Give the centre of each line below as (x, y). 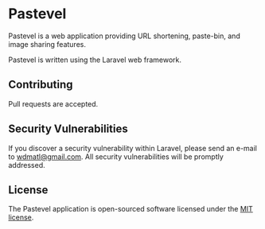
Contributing (41, 85)
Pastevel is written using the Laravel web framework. (95, 60)
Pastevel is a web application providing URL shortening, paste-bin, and (124, 36)
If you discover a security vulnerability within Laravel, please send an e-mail (132, 148)
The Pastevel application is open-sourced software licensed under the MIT (131, 209)
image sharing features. (47, 44)
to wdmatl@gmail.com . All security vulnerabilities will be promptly (116, 157)
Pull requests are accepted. (53, 103)
